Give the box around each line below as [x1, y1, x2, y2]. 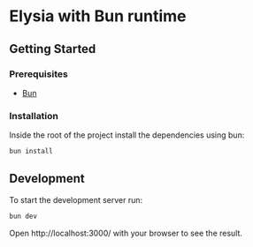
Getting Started [9, 41, 96, 56]
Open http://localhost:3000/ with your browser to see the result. [9, 228, 243, 238]
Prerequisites [9, 68, 68, 80]
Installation [9, 109, 59, 122]
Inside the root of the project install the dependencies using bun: [9, 130, 245, 140]
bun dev [9, 212, 38, 221]
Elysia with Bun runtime [9, 6, 188, 26]
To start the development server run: [9, 194, 143, 205]
